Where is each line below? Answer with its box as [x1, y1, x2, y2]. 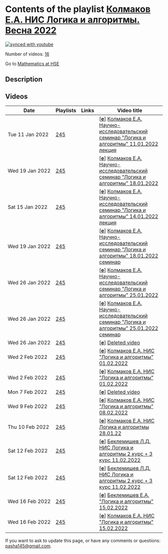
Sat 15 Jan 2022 [7, 203, 48, 210]
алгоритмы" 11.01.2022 [99, 140, 158, 147]
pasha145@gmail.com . [5, 543, 52, 549]
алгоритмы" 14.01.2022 [99, 213, 158, 220]
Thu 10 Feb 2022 [7, 423, 49, 430]
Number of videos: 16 [5, 51, 49, 57]
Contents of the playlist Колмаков [5, 3, 151, 15]
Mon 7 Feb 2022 [7, 388, 47, 395]
